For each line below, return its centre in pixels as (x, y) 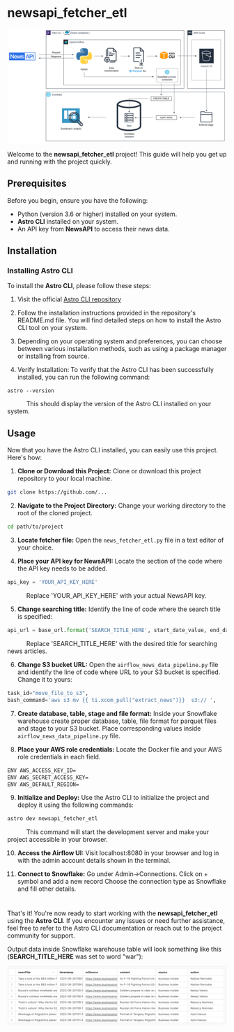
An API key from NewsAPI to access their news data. (93, 229)
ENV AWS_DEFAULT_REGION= (43, 784)
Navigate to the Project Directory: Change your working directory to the (122, 506)
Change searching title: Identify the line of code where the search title (119, 609)
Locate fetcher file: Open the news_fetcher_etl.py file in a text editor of (120, 540)
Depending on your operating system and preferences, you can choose (120, 341)
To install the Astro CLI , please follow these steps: (79, 286)
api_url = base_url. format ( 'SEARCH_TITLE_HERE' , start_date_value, (107, 630)
